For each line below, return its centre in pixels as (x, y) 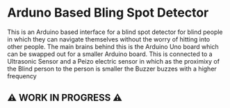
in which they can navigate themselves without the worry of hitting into (109, 39)
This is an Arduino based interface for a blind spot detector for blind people (115, 32)
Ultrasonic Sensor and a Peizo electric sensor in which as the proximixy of (114, 61)
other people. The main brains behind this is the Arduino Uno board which (113, 46)
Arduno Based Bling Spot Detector (108, 13)
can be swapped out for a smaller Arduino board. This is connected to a (110, 54)
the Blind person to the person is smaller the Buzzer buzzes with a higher (112, 69)
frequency (22, 76)
